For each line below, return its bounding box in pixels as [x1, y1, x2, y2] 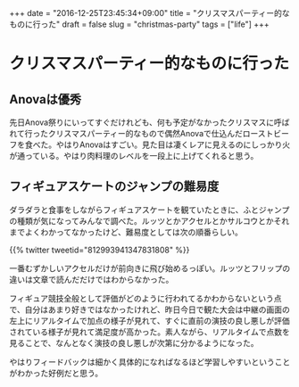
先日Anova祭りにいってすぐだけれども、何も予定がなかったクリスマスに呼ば [9, 117, 290, 128]
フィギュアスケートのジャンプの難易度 [9, 179, 220, 194]
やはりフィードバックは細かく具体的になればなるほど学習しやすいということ [9, 356, 291, 367]
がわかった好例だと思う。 [9, 367, 104, 378]
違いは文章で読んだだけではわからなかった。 [9, 274, 174, 284]
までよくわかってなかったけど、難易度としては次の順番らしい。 [9, 226, 243, 237]
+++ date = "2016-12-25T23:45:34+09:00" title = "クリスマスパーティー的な [9, 8, 290, 18]
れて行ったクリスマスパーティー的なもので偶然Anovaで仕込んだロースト [9, 128, 274, 138]
